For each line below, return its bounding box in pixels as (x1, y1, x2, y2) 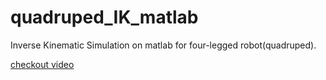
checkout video (10, 58, 75, 70)
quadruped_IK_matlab (10, 6, 199, 29)
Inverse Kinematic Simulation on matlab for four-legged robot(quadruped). (10, 39, 317, 51)
